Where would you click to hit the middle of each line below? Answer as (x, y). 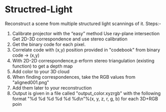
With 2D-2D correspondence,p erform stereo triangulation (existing (83, 60)
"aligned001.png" (30, 82)
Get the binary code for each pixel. (49, 44)
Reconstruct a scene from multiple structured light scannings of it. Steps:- (83, 24)
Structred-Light (39, 9)
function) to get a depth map (42, 66)
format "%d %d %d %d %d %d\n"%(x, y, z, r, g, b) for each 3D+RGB (85, 99)
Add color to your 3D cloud (41, 71)
